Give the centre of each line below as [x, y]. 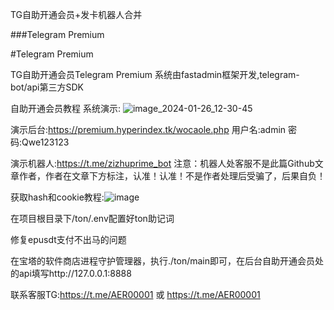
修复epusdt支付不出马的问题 [68, 239]
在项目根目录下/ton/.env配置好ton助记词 [92, 218]
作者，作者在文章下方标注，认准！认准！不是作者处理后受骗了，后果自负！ [172, 176]
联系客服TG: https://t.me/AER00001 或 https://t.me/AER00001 [135, 294]
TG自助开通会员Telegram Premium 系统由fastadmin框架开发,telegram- [155, 74]
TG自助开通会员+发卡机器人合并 [76, 14]
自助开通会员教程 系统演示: [65, 108]
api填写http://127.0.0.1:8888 [75, 273]
